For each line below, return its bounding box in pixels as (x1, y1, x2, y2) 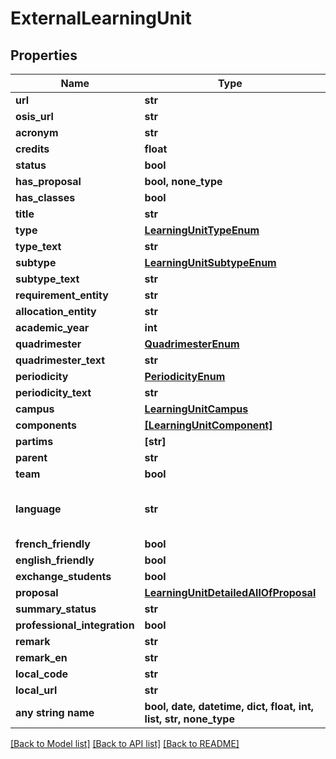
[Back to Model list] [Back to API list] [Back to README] (10, 738, 240, 749)
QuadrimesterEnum (144, 337, 240, 351)
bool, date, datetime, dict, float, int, (144, 700, 315, 713)
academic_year (15, 321, 90, 334)
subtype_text (15, 272, 80, 286)
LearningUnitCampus (144, 402, 249, 416)
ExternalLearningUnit (10, 7, 192, 30)
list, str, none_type (144, 712, 235, 726)
